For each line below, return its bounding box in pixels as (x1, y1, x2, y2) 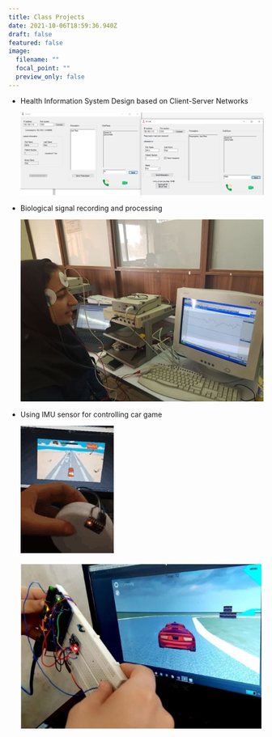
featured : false (8, 39, 63, 47)
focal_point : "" (15, 65, 70, 73)
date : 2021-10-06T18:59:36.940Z (8, 21, 117, 30)
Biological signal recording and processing (19, 203, 163, 214)
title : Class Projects (8, 13, 85, 21)
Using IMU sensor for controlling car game (19, 409, 163, 419)
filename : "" (15, 56, 60, 64)
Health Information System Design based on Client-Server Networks (19, 95, 249, 105)
